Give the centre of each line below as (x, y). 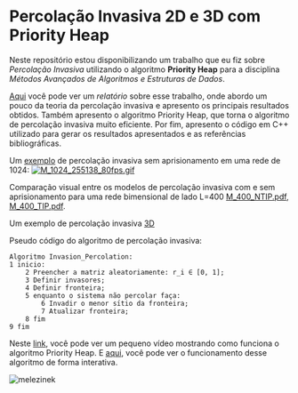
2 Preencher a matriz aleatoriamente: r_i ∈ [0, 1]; (125, 272)
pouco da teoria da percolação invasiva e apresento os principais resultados (149, 105)
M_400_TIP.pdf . (37, 205)
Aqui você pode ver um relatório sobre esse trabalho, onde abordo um (138, 96)
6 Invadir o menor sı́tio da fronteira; (115, 303)
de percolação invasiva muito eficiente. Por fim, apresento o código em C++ (149, 124)
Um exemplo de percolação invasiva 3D (82, 223)
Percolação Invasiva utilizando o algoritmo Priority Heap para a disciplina (145, 69)
